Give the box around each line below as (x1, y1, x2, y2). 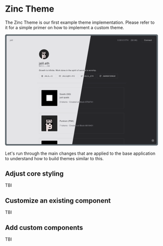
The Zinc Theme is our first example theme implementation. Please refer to (5, 19, 155, 25)
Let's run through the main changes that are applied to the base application (5, 150, 156, 156)
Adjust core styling (5, 170, 64, 178)
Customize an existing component (5, 197, 111, 205)
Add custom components (5, 223, 83, 231)
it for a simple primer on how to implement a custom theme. (5, 24, 125, 30)
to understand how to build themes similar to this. (5, 155, 104, 161)
